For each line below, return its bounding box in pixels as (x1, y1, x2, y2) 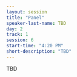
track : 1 (6, 32, 28, 38)
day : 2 (6, 25, 23, 32)
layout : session (6, 8, 47, 15)
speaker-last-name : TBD (6, 20, 67, 26)
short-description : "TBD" (6, 49, 72, 55)
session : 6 (6, 37, 34, 43)
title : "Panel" (6, 15, 45, 21)
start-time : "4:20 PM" (6, 43, 64, 49)
